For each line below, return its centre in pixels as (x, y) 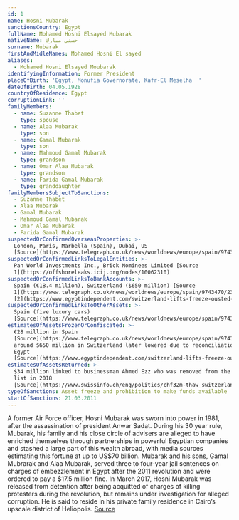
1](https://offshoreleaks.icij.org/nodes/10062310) (92, 272)
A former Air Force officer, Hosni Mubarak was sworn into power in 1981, (114, 418)
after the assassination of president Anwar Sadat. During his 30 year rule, (115, 426)
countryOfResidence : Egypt (47, 93)
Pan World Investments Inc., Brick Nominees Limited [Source (106, 266)
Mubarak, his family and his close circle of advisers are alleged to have (111, 433)
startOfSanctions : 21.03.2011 (52, 398)
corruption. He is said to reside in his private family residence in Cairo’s (111, 501)
